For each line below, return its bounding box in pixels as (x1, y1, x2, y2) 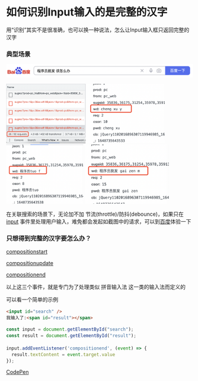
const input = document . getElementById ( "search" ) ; (6, 326, 134, 333)
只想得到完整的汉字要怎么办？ (6, 234, 92, 243)
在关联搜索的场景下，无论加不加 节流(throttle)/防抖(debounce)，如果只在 (6, 210, 184, 218)
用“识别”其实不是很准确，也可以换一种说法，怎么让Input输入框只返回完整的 (6, 26, 190, 33)
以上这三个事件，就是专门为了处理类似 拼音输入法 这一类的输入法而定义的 (6, 284, 186, 291)
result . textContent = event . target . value (11, 351, 116, 357)
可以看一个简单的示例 (6, 296, 58, 303)
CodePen (6, 369, 29, 376)
